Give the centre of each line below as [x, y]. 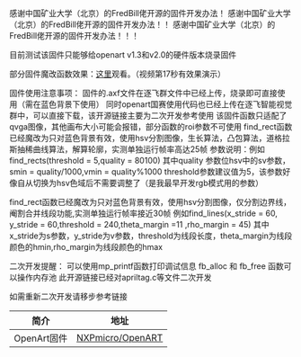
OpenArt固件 [41, 338]
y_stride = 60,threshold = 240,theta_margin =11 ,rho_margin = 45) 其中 [139, 224]
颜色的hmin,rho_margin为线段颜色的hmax [86, 247]
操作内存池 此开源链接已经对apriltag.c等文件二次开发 [114, 277]
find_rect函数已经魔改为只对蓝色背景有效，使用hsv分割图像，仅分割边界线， [150, 202]
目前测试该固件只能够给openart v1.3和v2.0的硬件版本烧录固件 [123, 55]
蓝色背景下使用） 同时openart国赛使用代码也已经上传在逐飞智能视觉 [166, 104]
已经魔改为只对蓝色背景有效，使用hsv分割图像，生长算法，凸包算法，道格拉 [150, 138]
